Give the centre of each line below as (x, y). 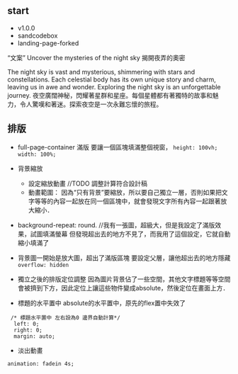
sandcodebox (38, 35)
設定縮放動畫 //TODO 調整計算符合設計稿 (87, 183)
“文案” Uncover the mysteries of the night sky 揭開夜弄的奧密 (96, 57)
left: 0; (27, 324)
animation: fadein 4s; (41, 363)
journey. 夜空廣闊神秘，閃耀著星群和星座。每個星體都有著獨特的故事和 (110, 95)
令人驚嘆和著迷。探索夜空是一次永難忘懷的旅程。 (91, 104)
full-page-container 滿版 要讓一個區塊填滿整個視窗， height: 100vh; (118, 147)
